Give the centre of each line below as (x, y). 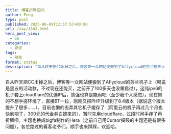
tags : (11, 52)
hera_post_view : (22, 34)
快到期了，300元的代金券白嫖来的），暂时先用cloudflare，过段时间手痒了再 (84, 114)
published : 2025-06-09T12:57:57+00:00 (46, 24)
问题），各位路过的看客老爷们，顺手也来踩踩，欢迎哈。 (62, 127)
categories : (18, 43)
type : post (17, 19)
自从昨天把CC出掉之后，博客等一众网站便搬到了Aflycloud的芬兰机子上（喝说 (86, 82)
